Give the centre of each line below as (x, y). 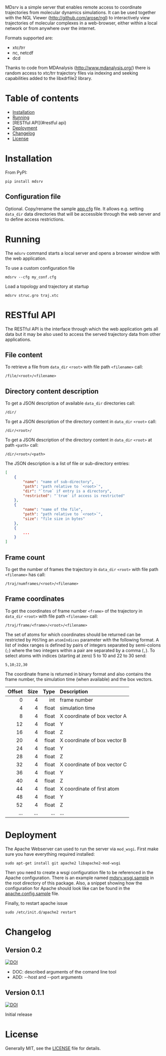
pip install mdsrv (24, 181)
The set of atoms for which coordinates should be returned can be (73, 634)
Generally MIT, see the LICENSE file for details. (53, 1048)
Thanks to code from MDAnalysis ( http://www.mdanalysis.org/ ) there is (78, 68)
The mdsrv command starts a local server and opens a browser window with (83, 253)
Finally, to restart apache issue (36, 903)
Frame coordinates (35, 599)
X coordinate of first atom (89, 789)
